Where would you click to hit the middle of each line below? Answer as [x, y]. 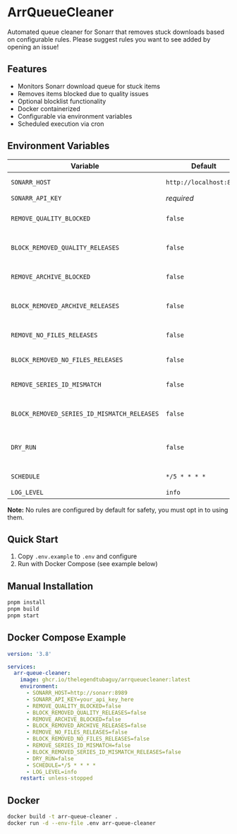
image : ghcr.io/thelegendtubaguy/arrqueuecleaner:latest [105, 680]
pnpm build [23, 609]
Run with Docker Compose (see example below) [87, 564]
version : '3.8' [30, 654]
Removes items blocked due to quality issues [83, 93]
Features [27, 69]
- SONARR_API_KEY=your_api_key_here [80, 699]
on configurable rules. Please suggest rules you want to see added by [109, 39]
